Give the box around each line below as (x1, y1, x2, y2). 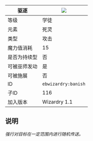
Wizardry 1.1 (42, 99, 73, 105)
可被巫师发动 (7, 63, 38, 70)
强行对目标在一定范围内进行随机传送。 (5, 131, 83, 137)
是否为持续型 (7, 54, 38, 61)
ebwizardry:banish (42, 81, 86, 87)
